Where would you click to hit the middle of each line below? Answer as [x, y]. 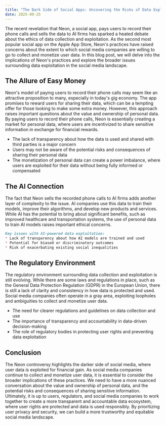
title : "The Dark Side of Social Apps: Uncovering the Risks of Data [78, 10]
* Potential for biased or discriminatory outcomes [59, 243]
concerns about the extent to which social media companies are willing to [80, 50]
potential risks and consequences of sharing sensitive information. [73, 391]
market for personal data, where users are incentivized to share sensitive [79, 124]
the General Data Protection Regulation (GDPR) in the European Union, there [83, 285]
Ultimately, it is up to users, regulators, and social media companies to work [82, 396]
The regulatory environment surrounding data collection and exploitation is [81, 275]
